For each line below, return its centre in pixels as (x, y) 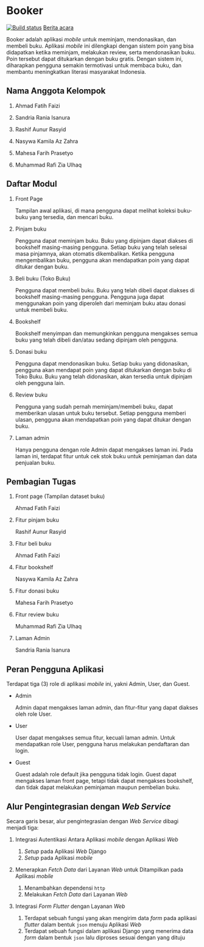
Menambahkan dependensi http (65, 888)
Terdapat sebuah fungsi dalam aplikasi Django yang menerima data (109, 931)
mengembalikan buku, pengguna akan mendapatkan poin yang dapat (102, 260)
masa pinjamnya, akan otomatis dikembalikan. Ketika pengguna (95, 253)
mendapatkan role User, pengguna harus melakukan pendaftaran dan (102, 744)
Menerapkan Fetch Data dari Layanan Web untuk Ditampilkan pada (99, 870)
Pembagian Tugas (41, 482)
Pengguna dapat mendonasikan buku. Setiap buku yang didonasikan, (102, 363)
